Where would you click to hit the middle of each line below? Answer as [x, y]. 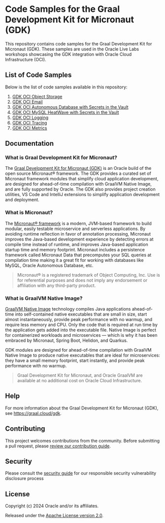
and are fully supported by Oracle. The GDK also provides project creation [81, 189]
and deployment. [22, 200]
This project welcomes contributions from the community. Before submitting [82, 441]
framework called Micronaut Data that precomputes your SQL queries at [78, 255]
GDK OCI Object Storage [37, 96]
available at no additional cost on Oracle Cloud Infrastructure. [80, 381]
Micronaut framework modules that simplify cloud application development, [82, 179]
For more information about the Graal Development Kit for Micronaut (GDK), [82, 408]
